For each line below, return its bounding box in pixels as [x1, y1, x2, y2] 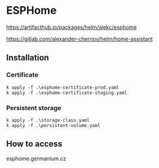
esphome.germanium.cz [6, 155, 67, 162]
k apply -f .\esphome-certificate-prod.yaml [6, 84, 119, 90]
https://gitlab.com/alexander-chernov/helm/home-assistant [6, 35, 153, 42]
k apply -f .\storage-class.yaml [6, 117, 90, 123]
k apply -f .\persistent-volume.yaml [6, 122, 101, 128]
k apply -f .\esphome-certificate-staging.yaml [6, 90, 128, 96]
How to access [6, 139, 63, 149]
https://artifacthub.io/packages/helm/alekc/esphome [6, 23, 137, 31]
